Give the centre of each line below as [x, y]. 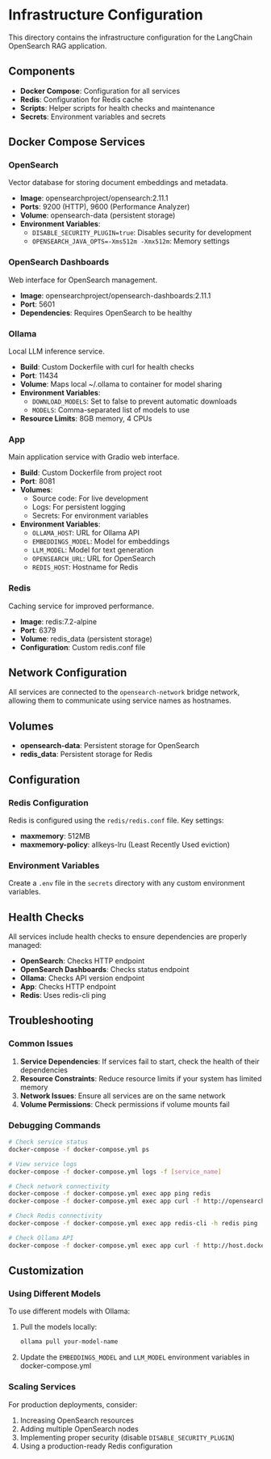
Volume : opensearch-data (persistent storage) [98, 215]
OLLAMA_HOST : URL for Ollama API [85, 533]
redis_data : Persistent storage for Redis [86, 755]
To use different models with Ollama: [69, 1311]
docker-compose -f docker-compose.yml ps [79, 1149]
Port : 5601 [37, 304]
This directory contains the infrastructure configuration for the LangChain [130, 37]
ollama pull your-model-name [69, 1342]
